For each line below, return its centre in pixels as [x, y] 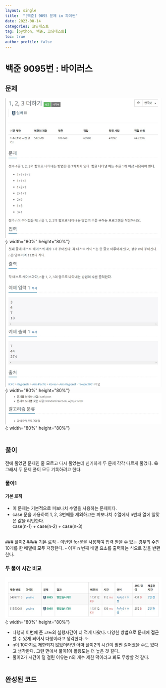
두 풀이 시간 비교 [23, 568]
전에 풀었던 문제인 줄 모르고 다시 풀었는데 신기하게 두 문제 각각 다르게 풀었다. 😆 [82, 463]
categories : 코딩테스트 [27, 26]
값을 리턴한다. [31, 520]
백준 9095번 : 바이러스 [49, 69]
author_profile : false [28, 42]
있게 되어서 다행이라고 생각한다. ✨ [56, 638]
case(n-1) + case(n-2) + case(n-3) [47, 526]
